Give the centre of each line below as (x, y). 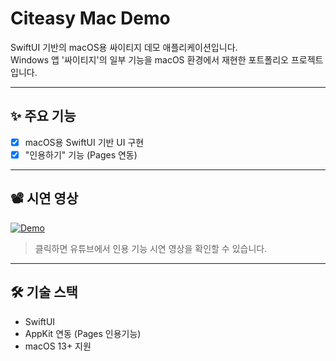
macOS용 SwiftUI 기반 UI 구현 (84, 142)
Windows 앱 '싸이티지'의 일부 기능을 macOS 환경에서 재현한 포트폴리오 (149, 59)
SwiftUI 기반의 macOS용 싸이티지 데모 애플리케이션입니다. (124, 47)
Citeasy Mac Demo (90, 18)
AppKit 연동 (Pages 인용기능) (83, 333)
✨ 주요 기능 (43, 116)
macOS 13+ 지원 (58, 346)
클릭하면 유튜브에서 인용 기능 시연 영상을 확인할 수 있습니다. (151, 248)
